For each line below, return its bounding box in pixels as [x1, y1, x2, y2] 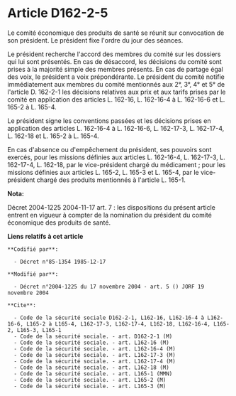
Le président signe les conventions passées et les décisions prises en [7, 116, 211, 125]
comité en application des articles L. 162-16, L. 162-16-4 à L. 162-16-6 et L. [7, 95, 225, 104]
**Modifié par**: [7, 270, 59, 278]
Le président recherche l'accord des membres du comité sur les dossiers [7, 50, 221, 58]
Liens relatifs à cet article [7, 232, 84, 240]
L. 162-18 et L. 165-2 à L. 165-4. [7, 132, 99, 140]
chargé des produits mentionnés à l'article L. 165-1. [36, 176, 186, 184]
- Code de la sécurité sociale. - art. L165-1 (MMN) [13, 370, 173, 378]
